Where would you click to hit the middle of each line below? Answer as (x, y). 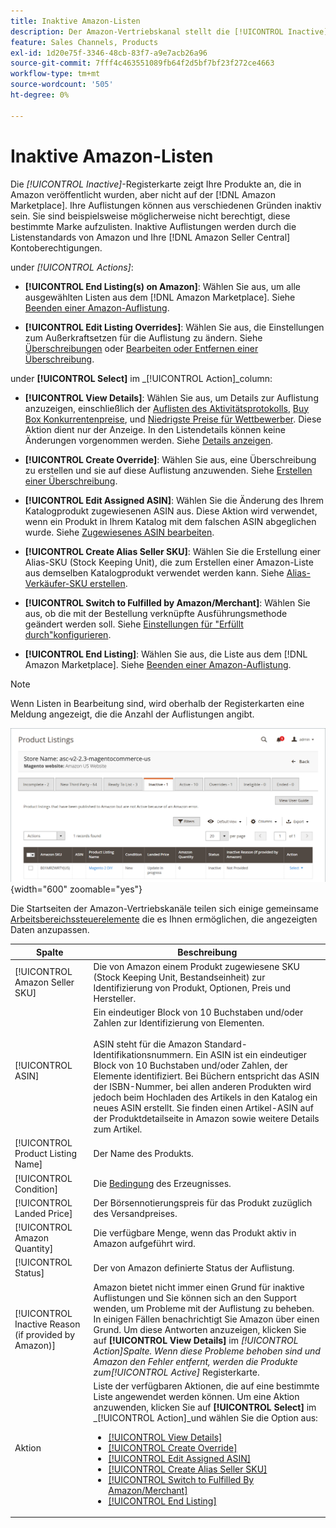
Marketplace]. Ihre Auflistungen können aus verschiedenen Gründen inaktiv (166, 205)
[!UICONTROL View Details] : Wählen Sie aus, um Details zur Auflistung (171, 397)
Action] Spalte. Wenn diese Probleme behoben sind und (207, 1351)
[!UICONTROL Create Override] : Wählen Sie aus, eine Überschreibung (170, 459)
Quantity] (34, 1249)
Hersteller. (115, 998)
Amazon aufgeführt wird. (144, 1243)
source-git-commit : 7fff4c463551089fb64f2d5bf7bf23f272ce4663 (142, 63)
